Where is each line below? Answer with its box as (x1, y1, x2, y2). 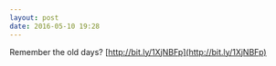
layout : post (9, 13, 59, 23)
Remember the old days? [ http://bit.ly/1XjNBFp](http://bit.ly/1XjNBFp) (9, 46, 267, 57)
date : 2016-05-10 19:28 (9, 22, 101, 31)
